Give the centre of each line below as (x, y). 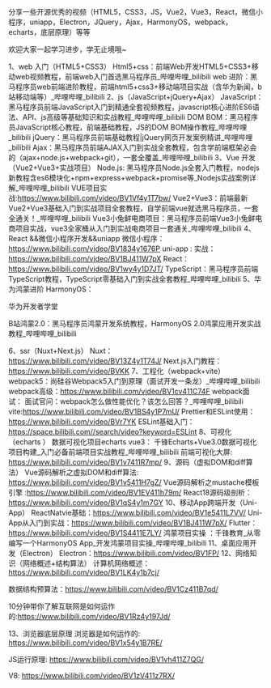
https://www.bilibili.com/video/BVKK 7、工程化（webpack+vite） (116, 371)
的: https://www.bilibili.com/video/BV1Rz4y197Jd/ (90, 616)
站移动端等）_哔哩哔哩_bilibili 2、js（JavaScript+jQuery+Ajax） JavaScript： (136, 97)
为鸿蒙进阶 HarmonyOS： (51, 289)
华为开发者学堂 (33, 306)
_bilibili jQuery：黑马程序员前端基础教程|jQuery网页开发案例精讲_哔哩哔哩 (131, 137)
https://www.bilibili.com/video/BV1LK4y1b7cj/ (84, 572)
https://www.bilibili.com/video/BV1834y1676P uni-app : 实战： (112, 248)
